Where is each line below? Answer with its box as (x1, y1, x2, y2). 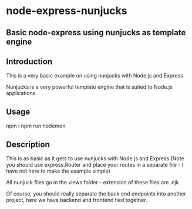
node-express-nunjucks (6, 4, 127, 18)
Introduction (6, 56, 53, 66)
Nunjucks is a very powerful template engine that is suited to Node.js (6, 83, 173, 90)
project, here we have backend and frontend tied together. (6, 197, 148, 204)
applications (6, 90, 36, 97)
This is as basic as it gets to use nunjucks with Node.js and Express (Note (6, 155, 184, 162)
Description (6, 139, 50, 149)
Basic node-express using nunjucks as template (6, 28, 186, 38)
